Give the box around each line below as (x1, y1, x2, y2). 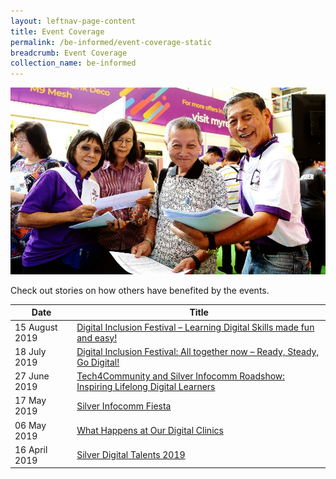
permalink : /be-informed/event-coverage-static (10, 37, 213, 47)
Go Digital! (76, 356, 120, 368)
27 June (14, 370, 50, 382)
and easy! (76, 331, 118, 344)
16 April (14, 443, 48, 455)
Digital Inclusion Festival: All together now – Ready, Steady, (76, 345, 320, 357)
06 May (14, 419, 47, 431)
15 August (14, 321, 58, 333)
